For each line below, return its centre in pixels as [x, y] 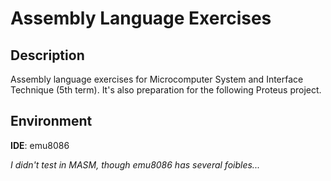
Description [47, 55]
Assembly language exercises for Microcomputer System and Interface [157, 79]
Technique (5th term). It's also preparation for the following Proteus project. [166, 90]
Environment [51, 121]
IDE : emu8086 [40, 145]
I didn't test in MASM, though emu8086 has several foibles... [135, 164]
